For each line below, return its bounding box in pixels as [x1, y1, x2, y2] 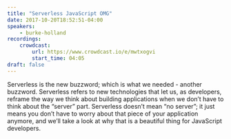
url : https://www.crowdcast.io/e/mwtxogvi [32, 49, 156, 56]
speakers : [7, 23, 36, 30]
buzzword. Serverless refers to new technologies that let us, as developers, [7, 87, 222, 96]
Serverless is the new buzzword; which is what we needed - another [7, 80, 202, 88]
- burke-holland [19, 29, 67, 36]
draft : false [7, 61, 45, 68]
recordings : [7, 36, 41, 43]
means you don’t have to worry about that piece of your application [7, 109, 199, 118]
